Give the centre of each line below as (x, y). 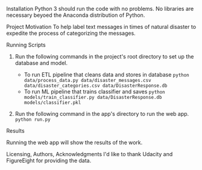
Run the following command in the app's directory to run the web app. (102, 114)
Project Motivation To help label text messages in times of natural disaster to (101, 27)
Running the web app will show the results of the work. (74, 142)
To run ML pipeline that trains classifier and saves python (95, 92)
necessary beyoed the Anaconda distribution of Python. (76, 15)
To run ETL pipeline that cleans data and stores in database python (107, 74)
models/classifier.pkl (52, 102)
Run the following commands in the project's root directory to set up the (104, 56)
